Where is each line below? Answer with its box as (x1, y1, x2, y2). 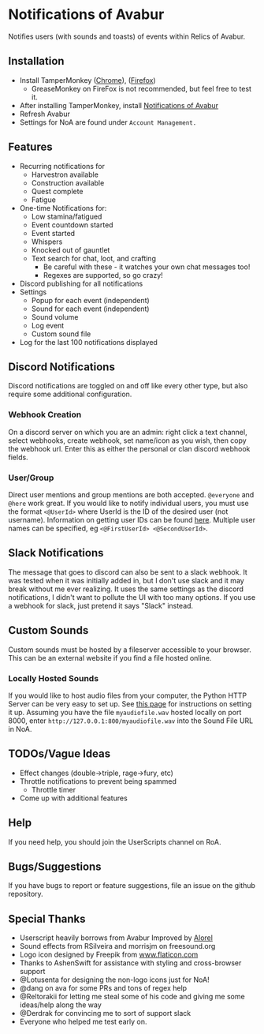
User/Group (8, 472, 54, 483)
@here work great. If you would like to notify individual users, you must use (8, 498, 250, 508)
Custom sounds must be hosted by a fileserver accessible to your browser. (8, 645, 252, 654)
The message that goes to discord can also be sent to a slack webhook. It (8, 567, 248, 577)
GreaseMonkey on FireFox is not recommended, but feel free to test (31, 84, 252, 93)
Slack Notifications (8, 546, 104, 560)
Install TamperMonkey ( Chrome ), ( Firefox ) (19, 75, 156, 84)
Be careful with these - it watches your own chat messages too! (43, 262, 251, 272)
